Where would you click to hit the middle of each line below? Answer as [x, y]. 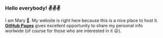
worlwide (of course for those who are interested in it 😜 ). [63, 31]
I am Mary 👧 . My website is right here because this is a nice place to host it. [82, 20]
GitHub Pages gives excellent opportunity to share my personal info [74, 26]
